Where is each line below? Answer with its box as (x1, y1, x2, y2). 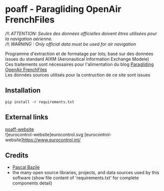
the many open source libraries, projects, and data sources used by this (12, 170, 160, 176)
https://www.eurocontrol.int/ (22, 137, 81, 143)
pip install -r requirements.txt (5, 99, 75, 104)
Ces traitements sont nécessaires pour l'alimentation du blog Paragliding (5, 61, 154, 67)
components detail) (12, 180, 53, 186)
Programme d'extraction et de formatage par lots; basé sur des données (5, 51, 154, 57)
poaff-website (5, 126, 34, 132)
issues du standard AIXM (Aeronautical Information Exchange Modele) (5, 56, 149, 62)
